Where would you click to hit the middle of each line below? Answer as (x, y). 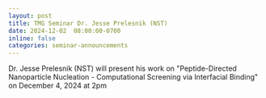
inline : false (32, 38)
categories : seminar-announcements (68, 46)
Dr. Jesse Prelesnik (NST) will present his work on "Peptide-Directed (122, 68)
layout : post (30, 16)
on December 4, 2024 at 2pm (58, 86)
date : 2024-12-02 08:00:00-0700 (65, 31)
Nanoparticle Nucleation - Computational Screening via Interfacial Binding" (133, 77)
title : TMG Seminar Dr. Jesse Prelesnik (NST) (88, 23)
